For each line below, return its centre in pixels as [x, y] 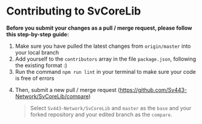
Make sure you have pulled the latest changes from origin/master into [103, 46]
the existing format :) [41, 65]
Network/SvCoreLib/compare [52, 96]
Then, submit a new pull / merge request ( [67, 90]
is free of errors [35, 78]
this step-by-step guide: [38, 34]
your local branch [37, 52]
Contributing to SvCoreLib [74, 11]
